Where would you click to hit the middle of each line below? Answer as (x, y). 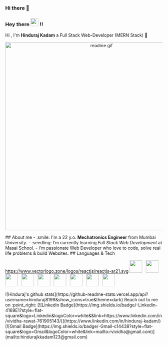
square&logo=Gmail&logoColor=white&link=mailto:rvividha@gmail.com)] (80, 332)
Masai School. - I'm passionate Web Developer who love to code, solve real (83, 248)
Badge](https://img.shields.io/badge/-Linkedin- (109, 305)
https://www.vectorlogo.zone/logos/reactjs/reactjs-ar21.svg (67, 271)
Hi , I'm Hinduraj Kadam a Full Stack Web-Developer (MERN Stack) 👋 (76, 35)
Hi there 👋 (17, 8)
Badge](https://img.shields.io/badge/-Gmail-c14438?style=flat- (88, 326)
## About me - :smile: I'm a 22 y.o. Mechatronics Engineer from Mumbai (80, 237)
